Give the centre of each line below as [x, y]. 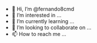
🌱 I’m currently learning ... [43, 21]
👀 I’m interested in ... [36, 15]
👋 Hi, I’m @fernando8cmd [43, 9]
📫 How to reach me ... [39, 34]
